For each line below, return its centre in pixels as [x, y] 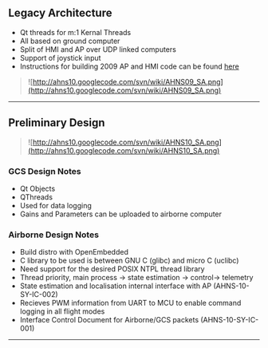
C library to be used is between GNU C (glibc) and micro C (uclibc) [129, 261]
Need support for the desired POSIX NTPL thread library [112, 269]
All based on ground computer [70, 41]
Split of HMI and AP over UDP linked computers [98, 49]
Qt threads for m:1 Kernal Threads [75, 32]
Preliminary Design [57, 123]
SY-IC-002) [39, 295]
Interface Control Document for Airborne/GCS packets [109, 320]
